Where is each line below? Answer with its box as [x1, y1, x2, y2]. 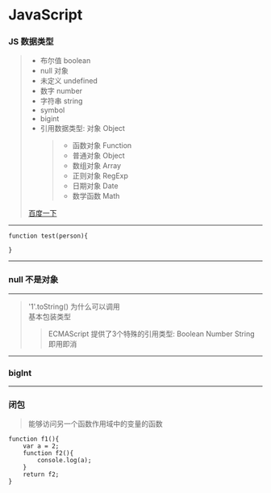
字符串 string [40, 96, 83, 106]
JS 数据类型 [8, 36, 54, 48]
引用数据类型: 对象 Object [40, 124, 125, 133]
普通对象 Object [72, 151, 125, 161]
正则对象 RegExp [72, 171, 129, 181]
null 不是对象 [8, 274, 59, 285]
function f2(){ [23, 449, 74, 457]
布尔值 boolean [40, 56, 91, 65]
